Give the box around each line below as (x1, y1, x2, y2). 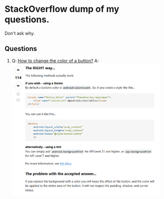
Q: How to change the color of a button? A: (11, 58, 99, 64)
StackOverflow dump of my (4, 3, 119, 15)
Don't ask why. (4, 30, 35, 36)
